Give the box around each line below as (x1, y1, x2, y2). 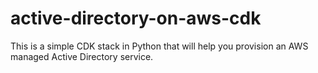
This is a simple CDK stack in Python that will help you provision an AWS (10, 40, 309, 52)
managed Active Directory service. (10, 50, 154, 62)
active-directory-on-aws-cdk (10, 7, 262, 30)
